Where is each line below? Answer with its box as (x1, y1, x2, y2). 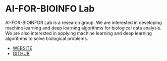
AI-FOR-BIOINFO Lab (5, 3, 95, 14)
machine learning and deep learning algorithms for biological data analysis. (5, 24, 161, 30)
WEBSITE (12, 45, 33, 51)
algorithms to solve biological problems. (5, 35, 88, 41)
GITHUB (12, 50, 30, 56)
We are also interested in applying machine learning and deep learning (5, 30, 152, 36)
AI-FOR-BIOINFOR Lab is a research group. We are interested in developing (5, 19, 162, 25)
